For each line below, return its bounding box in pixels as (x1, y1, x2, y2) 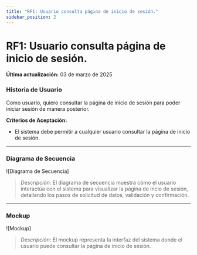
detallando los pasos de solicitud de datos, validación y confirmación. (20, 192, 189, 199)
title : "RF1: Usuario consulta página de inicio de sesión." (6, 8, 159, 15)
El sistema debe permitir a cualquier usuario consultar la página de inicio (14, 128, 191, 135)
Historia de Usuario (6, 86, 63, 94)
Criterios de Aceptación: (6, 117, 67, 124)
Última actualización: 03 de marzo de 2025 (6, 71, 113, 78)
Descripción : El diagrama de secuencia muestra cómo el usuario (20, 179, 176, 186)
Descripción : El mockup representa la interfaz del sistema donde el (20, 236, 183, 243)
